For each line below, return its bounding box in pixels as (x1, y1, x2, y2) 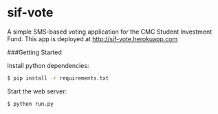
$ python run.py (7, 100, 54, 107)
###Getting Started (7, 48, 62, 56)
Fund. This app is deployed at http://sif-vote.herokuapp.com (7, 34, 178, 43)
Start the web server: (7, 87, 67, 95)
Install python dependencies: (7, 61, 89, 69)
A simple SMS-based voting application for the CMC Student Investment (7, 27, 212, 36)
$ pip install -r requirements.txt (7, 74, 109, 82)
